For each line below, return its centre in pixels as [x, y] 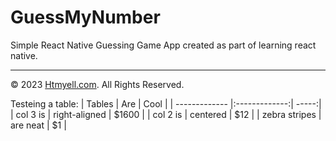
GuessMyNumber [85, 17]
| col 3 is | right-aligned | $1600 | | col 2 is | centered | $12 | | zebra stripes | [166, 114]
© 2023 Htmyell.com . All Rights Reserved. [97, 84]
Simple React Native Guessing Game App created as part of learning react [163, 45]
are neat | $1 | [38, 125]
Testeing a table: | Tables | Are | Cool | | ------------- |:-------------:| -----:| [166, 103]
